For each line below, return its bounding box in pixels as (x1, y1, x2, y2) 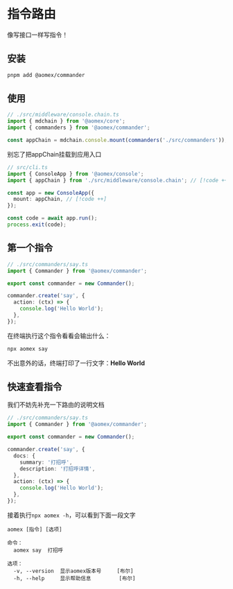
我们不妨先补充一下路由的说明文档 (7, 401, 105, 409)
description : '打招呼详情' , (19, 465, 96, 472)
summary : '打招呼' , (19, 459, 73, 466)
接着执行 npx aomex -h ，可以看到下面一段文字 (7, 511, 136, 519)
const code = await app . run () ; (7, 215, 98, 222)
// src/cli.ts (7, 164, 49, 170)
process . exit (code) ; (7, 221, 67, 229)
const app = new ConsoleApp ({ (7, 189, 95, 196)
